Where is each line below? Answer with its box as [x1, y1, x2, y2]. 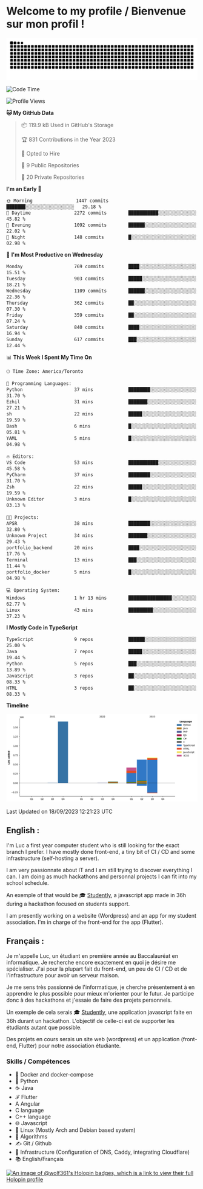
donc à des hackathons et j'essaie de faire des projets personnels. [6, 996, 172, 1004]
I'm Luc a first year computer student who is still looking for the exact [6, 841, 180, 849]
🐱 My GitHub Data [6, 109, 55, 116]
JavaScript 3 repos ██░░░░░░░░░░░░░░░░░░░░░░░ [6, 673, 197, 679]
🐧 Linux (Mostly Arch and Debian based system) [15, 1126, 136, 1134]
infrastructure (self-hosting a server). [6, 854, 99, 862]
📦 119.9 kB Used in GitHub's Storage [21, 121, 114, 128]
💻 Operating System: [6, 587, 61, 594]
